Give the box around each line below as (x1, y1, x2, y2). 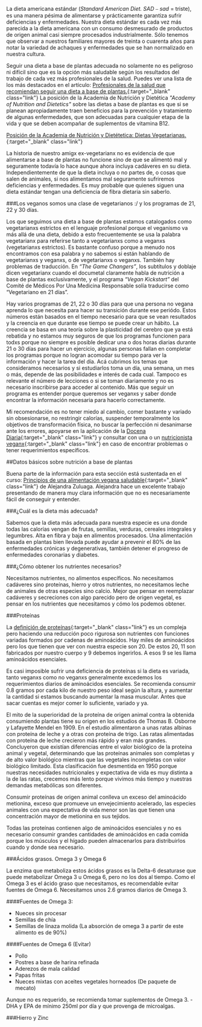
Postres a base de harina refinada (14, 959, 99, 965)
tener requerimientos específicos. (6, 447, 90, 453)
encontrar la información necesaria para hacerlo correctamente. (6, 397, 166, 403)
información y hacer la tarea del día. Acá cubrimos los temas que (6, 358, 168, 365)
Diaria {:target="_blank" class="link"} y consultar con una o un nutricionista (6, 434, 193, 441)
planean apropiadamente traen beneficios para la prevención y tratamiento (6, 107, 192, 114)
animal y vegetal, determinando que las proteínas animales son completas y (6, 750, 195, 757)
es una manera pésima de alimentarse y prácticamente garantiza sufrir (6, 12, 182, 19)
